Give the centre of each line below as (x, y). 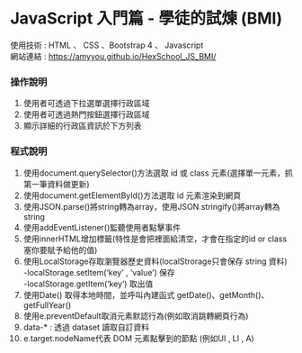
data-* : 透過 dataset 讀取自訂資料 (86, 327)
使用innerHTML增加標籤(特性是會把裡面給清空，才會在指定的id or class (155, 239)
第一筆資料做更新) (56, 184)
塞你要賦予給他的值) (60, 249)
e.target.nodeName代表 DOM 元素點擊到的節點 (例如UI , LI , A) (138, 338)
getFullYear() (47, 305)
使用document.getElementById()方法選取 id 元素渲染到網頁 (132, 195)
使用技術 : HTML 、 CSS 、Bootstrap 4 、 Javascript (107, 45)
